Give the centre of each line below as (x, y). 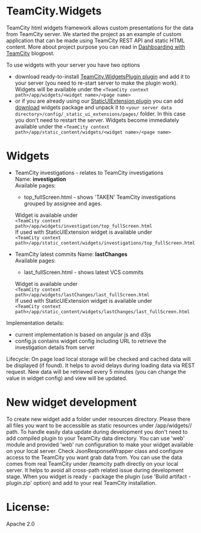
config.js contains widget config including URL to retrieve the (91, 341)
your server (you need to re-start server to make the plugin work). (96, 83)
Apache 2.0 (20, 523)
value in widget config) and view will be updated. (67, 378)
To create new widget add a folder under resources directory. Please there (98, 419)
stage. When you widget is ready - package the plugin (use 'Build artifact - (98, 477)
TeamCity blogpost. (31, 53)
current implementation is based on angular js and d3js (83, 334)
